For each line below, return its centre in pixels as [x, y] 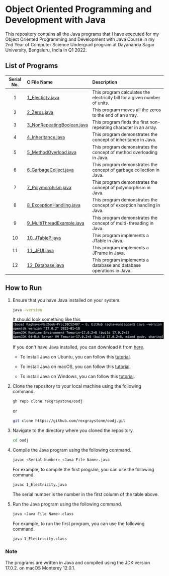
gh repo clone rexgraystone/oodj [48, 401]
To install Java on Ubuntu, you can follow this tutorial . [75, 357]
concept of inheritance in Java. [124, 140]
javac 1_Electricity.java [39, 484]
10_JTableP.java [44, 238]
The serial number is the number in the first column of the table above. [86, 494]
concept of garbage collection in [126, 170]
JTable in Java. [108, 241]
